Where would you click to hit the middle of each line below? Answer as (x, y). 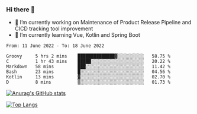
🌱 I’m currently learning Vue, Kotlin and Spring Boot (77, 35)
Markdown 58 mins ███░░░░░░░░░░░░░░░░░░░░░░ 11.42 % (88, 67)
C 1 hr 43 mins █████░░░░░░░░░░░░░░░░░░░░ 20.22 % (88, 62)
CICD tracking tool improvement (54, 28)
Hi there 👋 (21, 9)
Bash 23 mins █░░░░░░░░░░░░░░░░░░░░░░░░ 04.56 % (88, 72)
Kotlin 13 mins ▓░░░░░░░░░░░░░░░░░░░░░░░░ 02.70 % (88, 77)
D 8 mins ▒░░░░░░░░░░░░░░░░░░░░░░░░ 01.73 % (88, 83)
